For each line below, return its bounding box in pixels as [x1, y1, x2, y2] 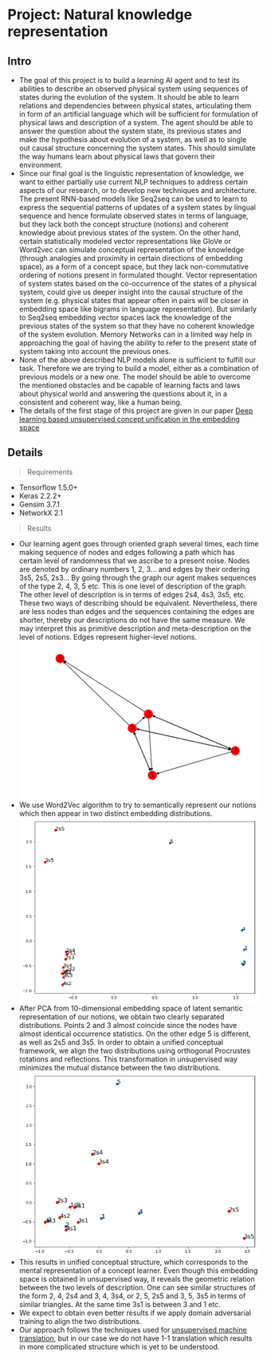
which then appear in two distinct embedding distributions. [18, 809, 213, 818]
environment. [18, 160, 63, 169]
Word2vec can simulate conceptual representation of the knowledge [18, 245, 245, 254]
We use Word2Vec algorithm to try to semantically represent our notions [18, 800, 257, 810]
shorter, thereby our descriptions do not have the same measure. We [18, 615, 245, 624]
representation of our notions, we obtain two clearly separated [18, 1011, 225, 1022]
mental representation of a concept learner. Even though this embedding [18, 1266, 258, 1275]
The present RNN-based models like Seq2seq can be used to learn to [18, 194, 248, 203]
